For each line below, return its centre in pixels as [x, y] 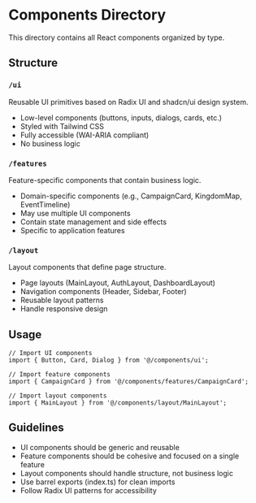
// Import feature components [60, 375]
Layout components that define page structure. [87, 267]
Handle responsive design [64, 309]
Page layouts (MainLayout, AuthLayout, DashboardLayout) [117, 283]
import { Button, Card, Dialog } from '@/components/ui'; [108, 360]
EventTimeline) [45, 204]
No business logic [50, 143]
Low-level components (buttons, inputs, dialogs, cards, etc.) [121, 117]
